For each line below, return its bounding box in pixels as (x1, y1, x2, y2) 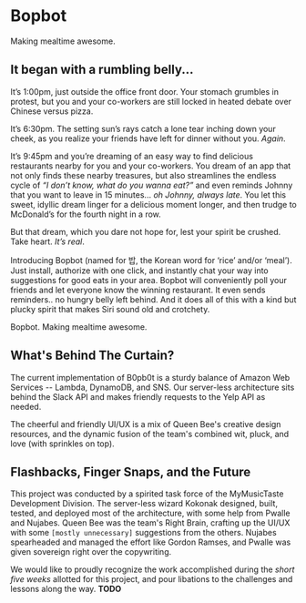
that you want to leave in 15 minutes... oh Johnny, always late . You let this (10, 189, 286, 200)
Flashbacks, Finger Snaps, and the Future (10, 464, 251, 479)
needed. (10, 401, 42, 412)
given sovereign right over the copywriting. (10, 547, 172, 557)
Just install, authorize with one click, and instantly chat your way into (10, 265, 270, 276)
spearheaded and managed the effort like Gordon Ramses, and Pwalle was (10, 537, 291, 547)
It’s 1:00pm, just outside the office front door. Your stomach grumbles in (10, 86, 279, 97)
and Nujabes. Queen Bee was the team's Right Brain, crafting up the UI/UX (10, 517, 291, 528)
